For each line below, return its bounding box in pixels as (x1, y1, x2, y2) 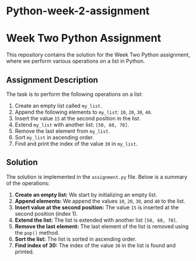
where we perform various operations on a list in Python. (6, 58, 146, 65)
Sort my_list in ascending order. (14, 133, 94, 141)
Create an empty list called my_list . (14, 102, 102, 109)
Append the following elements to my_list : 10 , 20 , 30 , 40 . (14, 108, 153, 116)
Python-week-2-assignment (6, 4, 150, 18)
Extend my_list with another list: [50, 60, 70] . (14, 121, 129, 128)
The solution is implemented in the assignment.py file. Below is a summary (6, 173, 188, 180)
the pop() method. (14, 229, 59, 236)
